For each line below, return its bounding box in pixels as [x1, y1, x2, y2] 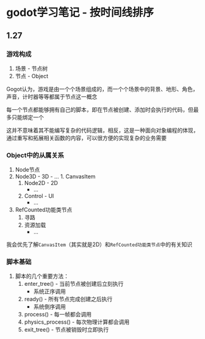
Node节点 [15, 166, 40, 173]
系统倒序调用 [33, 303, 66, 310]
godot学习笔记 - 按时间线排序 [6, 5, 154, 20]
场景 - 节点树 [15, 65, 48, 72]
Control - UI [24, 192, 54, 200]
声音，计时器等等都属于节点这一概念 [6, 93, 98, 100]
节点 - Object [15, 72, 49, 79]
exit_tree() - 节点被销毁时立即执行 [24, 326, 109, 334]
